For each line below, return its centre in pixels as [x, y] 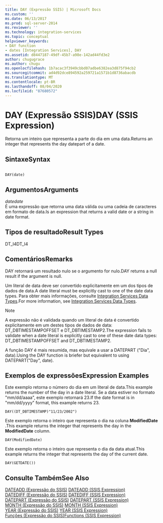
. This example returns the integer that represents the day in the [68, 426]
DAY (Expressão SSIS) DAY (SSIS [72, 115]
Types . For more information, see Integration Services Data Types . [71, 301]
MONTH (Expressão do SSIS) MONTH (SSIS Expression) [62, 505]
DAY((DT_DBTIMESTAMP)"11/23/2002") [41, 412]
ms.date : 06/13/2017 [26, 18]
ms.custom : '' [19, 14]
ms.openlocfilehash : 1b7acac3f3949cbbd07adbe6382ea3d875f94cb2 [71, 69]
